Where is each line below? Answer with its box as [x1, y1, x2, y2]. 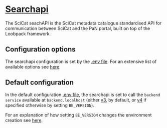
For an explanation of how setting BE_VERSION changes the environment [5, 111, 152, 118]
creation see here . [5, 117, 43, 123]
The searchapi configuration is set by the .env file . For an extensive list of [5, 58, 157, 64]
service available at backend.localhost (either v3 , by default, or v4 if [5, 96, 147, 103]
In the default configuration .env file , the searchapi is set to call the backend [5, 91, 160, 97]
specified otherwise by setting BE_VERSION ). [5, 102, 94, 108]
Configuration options [5, 45, 76, 53]
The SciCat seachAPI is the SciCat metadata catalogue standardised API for [5, 20, 162, 26]
